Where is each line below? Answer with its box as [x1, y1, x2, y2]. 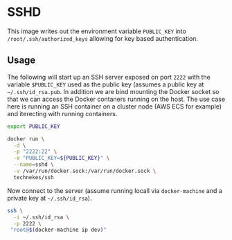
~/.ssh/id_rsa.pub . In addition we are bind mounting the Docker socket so [7, 87, 220, 95]
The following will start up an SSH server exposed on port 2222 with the [7, 73, 211, 81]
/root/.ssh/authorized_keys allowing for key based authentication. [7, 34, 199, 42]
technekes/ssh [13, 174, 54, 181]
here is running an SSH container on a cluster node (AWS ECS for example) [7, 102, 222, 111]
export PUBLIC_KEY [7, 122, 60, 130]
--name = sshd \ [13, 161, 54, 168]
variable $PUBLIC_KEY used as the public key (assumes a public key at [7, 80, 204, 89]
